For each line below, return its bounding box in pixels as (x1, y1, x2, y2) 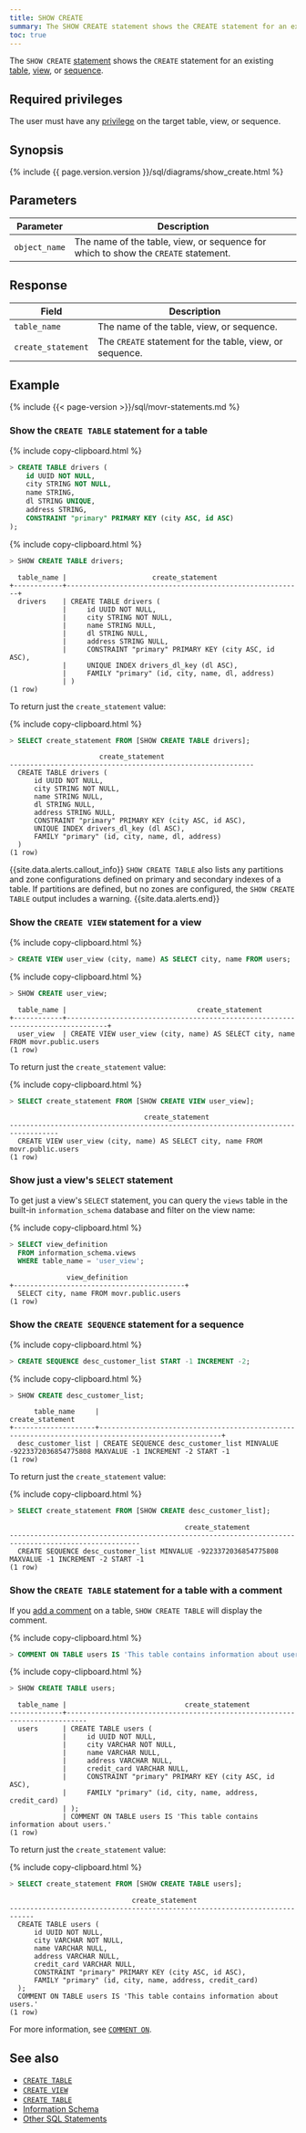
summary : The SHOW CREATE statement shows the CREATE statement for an (9, 22, 287, 31)
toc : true (9, 30, 47, 39)
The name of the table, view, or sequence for (74, 235, 267, 247)
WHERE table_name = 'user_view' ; (17, 1257, 145, 1266)
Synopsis (9, 142, 64, 158)
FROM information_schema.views (17, 1248, 137, 1258)
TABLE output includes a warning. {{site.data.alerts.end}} (9, 894, 220, 904)
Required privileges (9, 91, 123, 107)
